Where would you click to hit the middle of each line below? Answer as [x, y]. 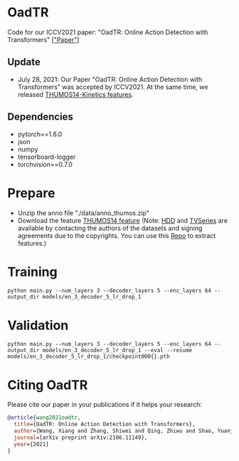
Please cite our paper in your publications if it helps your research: [105, 405]
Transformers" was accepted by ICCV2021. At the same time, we [113, 87]
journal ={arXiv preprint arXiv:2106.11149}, [81, 437]
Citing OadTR [48, 385]
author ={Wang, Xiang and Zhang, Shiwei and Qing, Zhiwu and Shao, [114, 431]
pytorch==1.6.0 [40, 134]
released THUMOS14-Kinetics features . [75, 94]
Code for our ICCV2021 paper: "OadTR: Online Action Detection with [108, 32]
